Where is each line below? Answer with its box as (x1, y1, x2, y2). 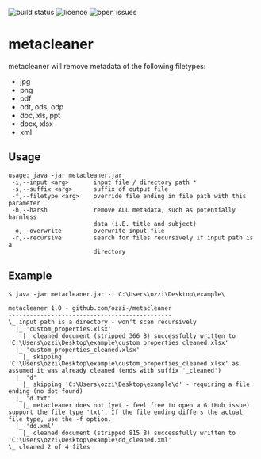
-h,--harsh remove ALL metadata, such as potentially (11, 206, 236, 214)
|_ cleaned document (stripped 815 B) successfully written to (22, 429, 236, 437)
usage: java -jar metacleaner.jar (8, 171, 123, 179)
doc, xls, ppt (19, 110, 61, 120)
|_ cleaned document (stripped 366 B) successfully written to (22, 331, 236, 340)
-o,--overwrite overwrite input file (11, 227, 165, 235)
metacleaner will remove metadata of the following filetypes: (8, 61, 206, 71)
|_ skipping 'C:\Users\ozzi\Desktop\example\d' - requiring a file (22, 381, 250, 388)
